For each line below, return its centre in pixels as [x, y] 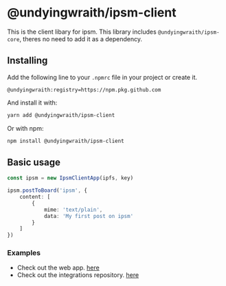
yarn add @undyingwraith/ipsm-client [61, 115]
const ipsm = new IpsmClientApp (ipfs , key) [70, 178]
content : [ [35, 197]
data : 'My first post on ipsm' [89, 216]
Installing [27, 61]
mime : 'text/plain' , [73, 210]
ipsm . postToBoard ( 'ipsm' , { [47, 190]
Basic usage [34, 162]
